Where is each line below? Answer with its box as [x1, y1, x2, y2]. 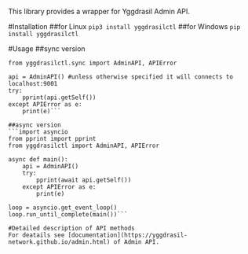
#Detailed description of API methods [8, 224, 135, 232]
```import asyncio [8, 128, 68, 136]
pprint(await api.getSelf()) [36, 176, 132, 184]
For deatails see [8, 231, 65, 239]
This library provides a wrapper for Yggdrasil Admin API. [8, 7, 191, 16]
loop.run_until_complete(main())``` [8, 211, 128, 219]
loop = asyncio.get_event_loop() [8, 204, 118, 212]
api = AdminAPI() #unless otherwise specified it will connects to [8, 73, 234, 81]
